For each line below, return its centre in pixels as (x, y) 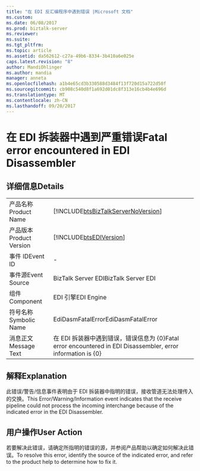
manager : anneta (26, 78)
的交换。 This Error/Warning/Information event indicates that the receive (94, 399)
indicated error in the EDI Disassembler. (55, 412)
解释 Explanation (37, 376)
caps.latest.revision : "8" (40, 61)
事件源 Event (26, 275)
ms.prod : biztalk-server (37, 28)
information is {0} (78, 354)
